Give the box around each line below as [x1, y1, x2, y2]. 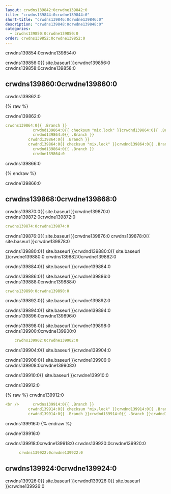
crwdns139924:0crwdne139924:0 [5, 464, 117, 473]
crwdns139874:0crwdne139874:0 [5, 223, 70, 229]
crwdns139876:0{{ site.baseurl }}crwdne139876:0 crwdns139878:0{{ [5, 233, 150, 239]
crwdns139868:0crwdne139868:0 [5, 195, 117, 204]
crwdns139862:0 [5, 93, 41, 99]
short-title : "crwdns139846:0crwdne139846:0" [5, 17, 103, 22]
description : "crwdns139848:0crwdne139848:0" [5, 21, 103, 27]
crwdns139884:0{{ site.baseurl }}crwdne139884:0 [5, 263, 111, 270]
